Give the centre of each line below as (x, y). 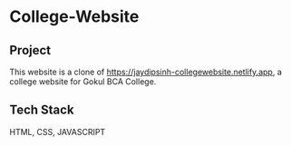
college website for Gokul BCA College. (83, 82)
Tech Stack (42, 110)
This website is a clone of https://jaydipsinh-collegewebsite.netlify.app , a (146, 72)
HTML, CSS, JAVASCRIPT (58, 131)
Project (30, 50)
